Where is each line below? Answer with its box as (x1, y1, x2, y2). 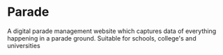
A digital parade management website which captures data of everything (7, 27, 217, 35)
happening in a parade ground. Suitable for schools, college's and (7, 34, 197, 42)
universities (7, 41, 40, 49)
